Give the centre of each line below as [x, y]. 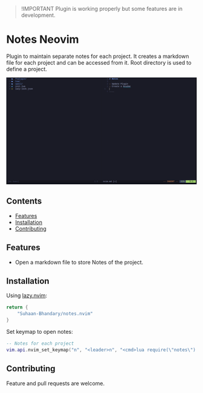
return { [17, 307]
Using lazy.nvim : [27, 296]
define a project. [27, 69]
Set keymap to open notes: [40, 332]
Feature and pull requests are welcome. [56, 383]
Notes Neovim [43, 40]
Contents [24, 201]
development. [38, 15]
